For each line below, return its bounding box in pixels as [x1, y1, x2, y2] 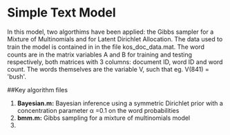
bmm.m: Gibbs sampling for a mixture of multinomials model [17, 114, 191, 122]
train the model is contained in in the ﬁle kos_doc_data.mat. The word [7, 43, 205, 51]
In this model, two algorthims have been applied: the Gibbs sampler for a [7, 28, 214, 36]
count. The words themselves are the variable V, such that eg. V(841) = [7, 65, 209, 73]
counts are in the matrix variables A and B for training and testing [7, 50, 192, 59]
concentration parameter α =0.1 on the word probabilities [17, 106, 180, 114]
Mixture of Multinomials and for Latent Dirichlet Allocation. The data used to [7, 34, 223, 43]
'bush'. [7, 72, 26, 81]
